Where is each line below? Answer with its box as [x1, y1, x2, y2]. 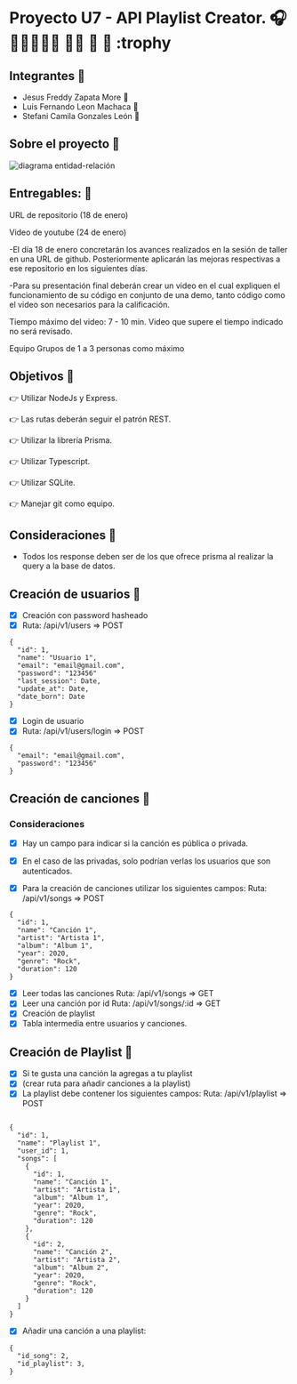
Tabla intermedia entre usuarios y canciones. [21, 1018, 188, 1029]
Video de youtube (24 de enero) [9, 227, 127, 237]
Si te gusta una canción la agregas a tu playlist [21, 1068, 193, 1079]
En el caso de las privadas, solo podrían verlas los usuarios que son [21, 856, 271, 866]
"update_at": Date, [17, 685, 90, 694]
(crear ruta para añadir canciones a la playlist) [21, 1078, 191, 1089]
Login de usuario [21, 716, 84, 727]
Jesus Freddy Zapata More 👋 [21, 92, 129, 102]
